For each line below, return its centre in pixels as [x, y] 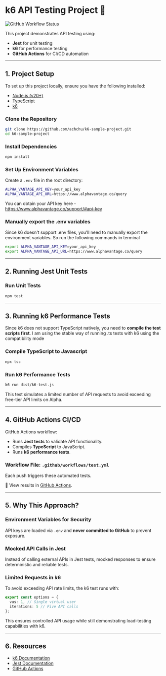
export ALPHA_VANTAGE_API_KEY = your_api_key [51, 247]
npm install [17, 157]
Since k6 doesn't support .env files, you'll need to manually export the [77, 232]
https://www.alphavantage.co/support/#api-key [54, 209]
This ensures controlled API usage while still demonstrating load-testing [78, 620]
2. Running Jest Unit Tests [46, 272]
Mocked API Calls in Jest [35, 548]
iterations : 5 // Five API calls [44, 607]
